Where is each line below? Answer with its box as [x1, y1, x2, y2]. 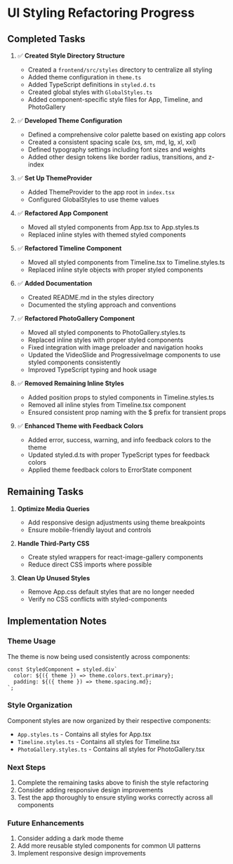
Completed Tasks [7, 33, 86, 45]
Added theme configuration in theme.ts [27, 73, 142, 81]
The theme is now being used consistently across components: [7, 652, 191, 660]
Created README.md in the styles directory [27, 293, 154, 301]
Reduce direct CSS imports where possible [27, 560, 152, 569]
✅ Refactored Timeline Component [17, 244, 122, 252]
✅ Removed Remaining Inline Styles [17, 379, 124, 387]
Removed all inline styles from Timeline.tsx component [27, 401, 186, 408]
